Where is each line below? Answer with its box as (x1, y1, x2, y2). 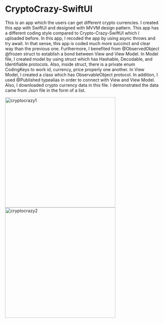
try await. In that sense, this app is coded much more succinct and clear (5, 40, 151, 46)
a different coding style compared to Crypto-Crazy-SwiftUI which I (5, 30, 140, 36)
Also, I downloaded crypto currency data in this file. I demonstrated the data (5, 82, 159, 88)
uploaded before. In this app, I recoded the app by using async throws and (5, 35, 156, 41)
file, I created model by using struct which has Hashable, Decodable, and (5, 56, 153, 62)
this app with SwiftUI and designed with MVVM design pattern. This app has (5, 25, 159, 30)
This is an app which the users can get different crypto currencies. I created (5, 20, 159, 25)
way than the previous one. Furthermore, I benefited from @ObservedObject (5, 46, 160, 51)
